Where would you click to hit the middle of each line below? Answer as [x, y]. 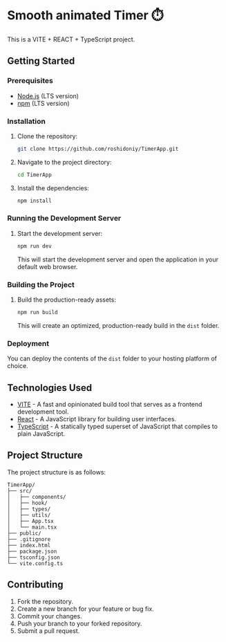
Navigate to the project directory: [64, 162]
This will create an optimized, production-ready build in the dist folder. [118, 325]
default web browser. [47, 266]
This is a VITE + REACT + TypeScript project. [71, 39]
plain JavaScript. [41, 434]
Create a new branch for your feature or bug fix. [85, 609]
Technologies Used [49, 388]
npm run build [37, 313]
